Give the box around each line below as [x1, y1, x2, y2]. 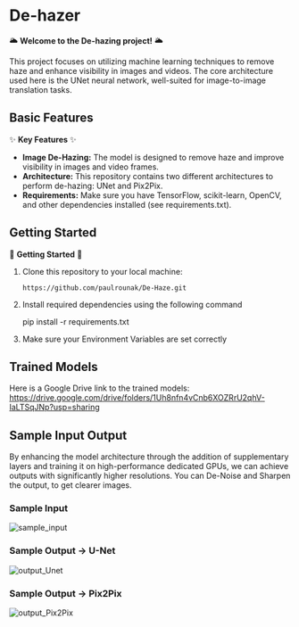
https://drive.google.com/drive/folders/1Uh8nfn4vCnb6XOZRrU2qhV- [9, 392, 265, 403]
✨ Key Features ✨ [9, 134, 78, 144]
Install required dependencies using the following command [21, 299, 243, 309]
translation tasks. [9, 84, 73, 95]
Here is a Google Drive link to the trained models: [9, 383, 190, 393]
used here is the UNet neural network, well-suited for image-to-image [9, 75, 266, 86]
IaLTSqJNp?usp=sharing [9, 402, 100, 413]
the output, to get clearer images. [9, 480, 132, 491]
